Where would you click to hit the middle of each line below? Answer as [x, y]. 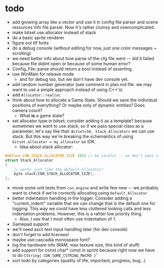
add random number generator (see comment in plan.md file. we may [82, 84]
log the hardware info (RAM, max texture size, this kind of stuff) [76, 245]
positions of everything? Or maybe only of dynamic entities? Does [78, 105]
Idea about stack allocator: [46, 147]
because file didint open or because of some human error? [71, 64]
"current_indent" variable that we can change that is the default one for [84, 203]
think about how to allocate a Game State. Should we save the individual [85, 100]
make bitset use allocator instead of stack [54, 32]
